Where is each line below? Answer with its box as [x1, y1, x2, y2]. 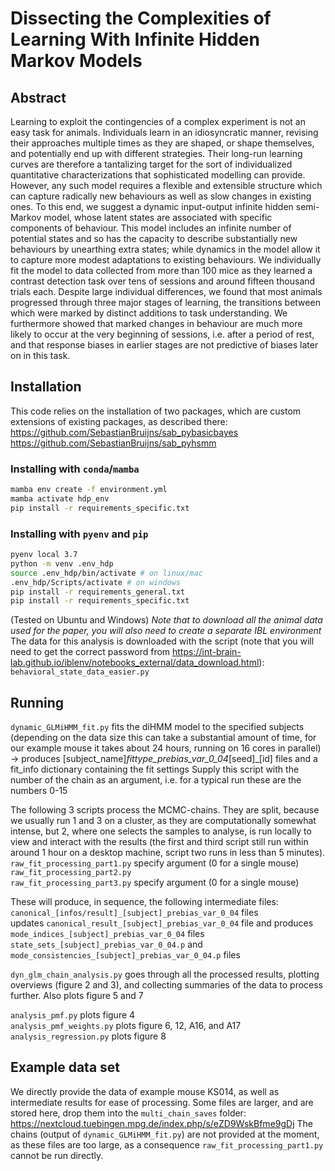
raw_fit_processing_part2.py [10, 868, 132, 878]
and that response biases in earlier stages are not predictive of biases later [10, 339, 319, 351]
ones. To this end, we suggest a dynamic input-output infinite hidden [10, 201, 294, 212]
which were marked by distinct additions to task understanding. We [10, 307, 288, 319]
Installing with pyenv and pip [10, 527, 149, 541]
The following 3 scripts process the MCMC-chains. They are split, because [10, 804, 320, 816]
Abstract [10, 89, 67, 106]
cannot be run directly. [10, 1149, 104, 1161]
